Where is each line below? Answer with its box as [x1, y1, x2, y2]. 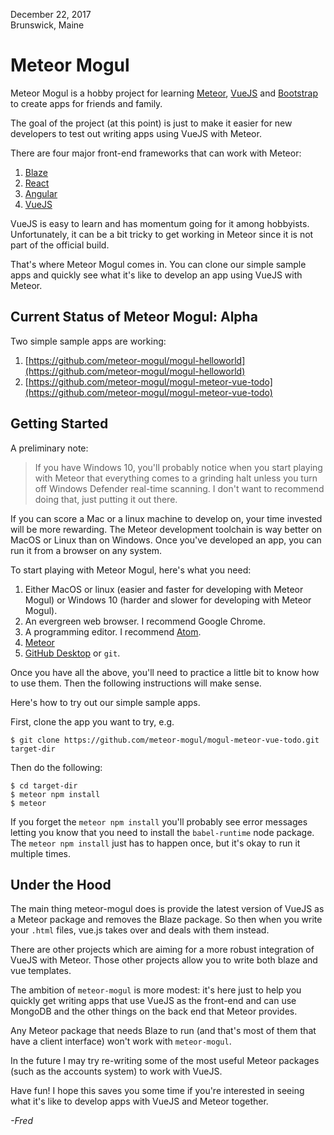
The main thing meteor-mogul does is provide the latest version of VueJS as [10, 903, 325, 915]
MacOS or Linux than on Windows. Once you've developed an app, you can [10, 534, 322, 546]
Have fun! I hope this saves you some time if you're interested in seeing [10, 1085, 305, 1097]
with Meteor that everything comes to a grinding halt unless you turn [34, 472, 318, 484]
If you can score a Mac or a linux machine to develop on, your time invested [10, 512, 323, 524]
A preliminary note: [10, 442, 89, 454]
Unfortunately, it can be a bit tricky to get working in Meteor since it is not [10, 228, 314, 240]
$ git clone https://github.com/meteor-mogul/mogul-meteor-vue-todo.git [10, 735, 320, 745]
